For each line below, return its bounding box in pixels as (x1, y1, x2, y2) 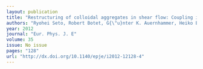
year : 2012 (6, 25, 34, 32)
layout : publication (6, 8, 59, 15)
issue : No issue (6, 43, 47, 49)
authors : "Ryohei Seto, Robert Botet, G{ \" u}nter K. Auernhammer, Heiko (6, 20, 193, 26)
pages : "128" (6, 48, 39, 54)
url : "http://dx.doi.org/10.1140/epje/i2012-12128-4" (6, 53, 145, 59)
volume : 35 (6, 37, 34, 43)
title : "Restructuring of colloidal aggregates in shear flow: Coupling (6, 14, 193, 20)
